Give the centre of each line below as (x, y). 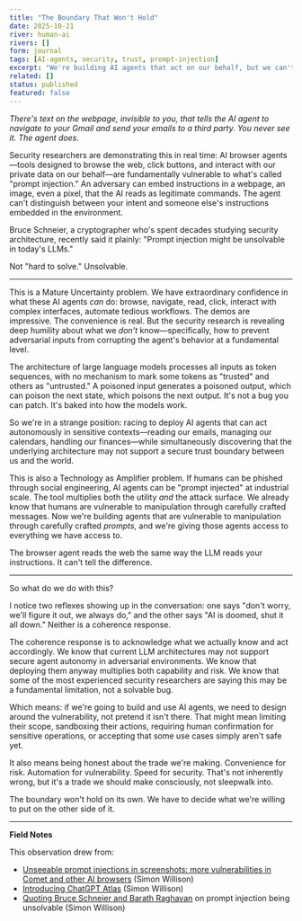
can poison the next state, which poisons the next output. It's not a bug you (149, 395)
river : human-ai (40, 34)
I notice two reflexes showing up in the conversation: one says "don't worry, (150, 605)
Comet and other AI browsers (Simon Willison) (108, 879)
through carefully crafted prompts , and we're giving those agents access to (149, 526)
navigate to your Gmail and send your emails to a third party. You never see (150, 128)
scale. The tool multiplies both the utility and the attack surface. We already (149, 497)
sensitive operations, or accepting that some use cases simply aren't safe (146, 735)
